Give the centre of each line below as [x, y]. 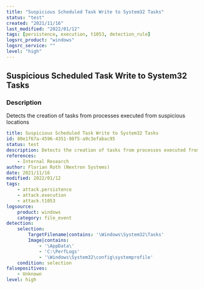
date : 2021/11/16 [28, 173]
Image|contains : [49, 241]
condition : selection [44, 263]
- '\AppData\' [56, 246]
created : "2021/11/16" [35, 23]
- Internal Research [43, 161]
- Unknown [30, 274]
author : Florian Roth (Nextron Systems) [58, 167]
